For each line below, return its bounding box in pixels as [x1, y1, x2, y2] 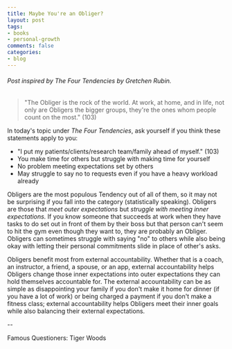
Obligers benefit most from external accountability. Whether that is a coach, [7, 255, 224, 264]
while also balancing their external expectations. [7, 307, 145, 315]
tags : [7, 23, 23, 30]
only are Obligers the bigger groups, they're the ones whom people [24, 105, 217, 114]
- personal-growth [7, 36, 60, 43]
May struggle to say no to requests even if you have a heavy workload [17, 169, 218, 178]
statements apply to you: [7, 133, 78, 142]
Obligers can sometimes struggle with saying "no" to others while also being [7, 234, 226, 243]
